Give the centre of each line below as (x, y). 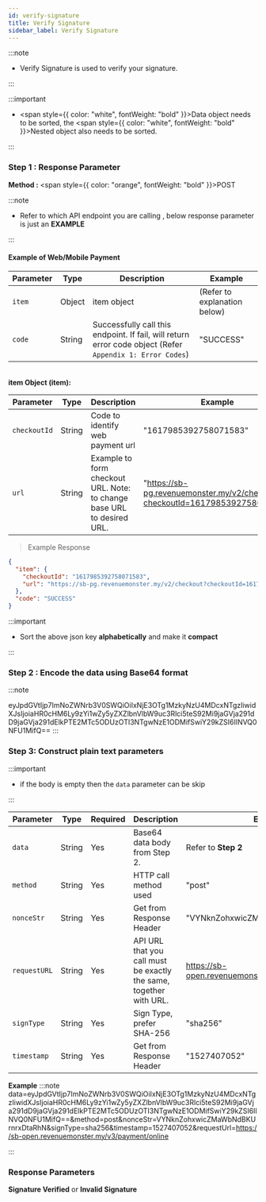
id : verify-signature (44, 15)
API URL (148, 941)
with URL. (151, 1000)
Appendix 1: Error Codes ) (141, 354)
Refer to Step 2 (214, 847)
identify (105, 425)
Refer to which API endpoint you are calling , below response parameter (137, 215)
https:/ (246, 1127)
